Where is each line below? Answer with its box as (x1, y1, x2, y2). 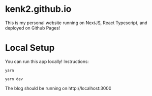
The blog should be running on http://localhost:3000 (5, 85, 112, 91)
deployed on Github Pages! (5, 25, 61, 31)
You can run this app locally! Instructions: (5, 58, 89, 64)
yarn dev (5, 76, 23, 82)
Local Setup (5, 42, 55, 54)
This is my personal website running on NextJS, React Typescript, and (5, 20, 148, 26)
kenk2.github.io (5, 3, 72, 15)
